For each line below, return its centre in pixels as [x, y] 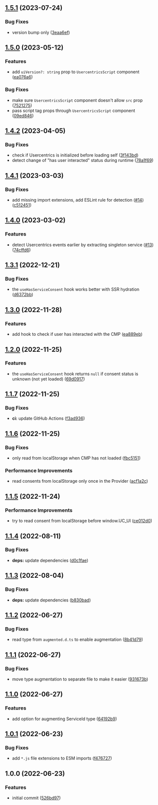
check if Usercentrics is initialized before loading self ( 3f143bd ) [75, 155]
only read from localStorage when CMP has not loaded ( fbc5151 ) [76, 458]
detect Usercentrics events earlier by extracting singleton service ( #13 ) [83, 245]
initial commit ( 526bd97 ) [36, 798]
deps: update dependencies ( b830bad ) [51, 600]
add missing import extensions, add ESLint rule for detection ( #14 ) [78, 200]
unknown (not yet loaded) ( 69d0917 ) [49, 379]
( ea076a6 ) [22, 77]
